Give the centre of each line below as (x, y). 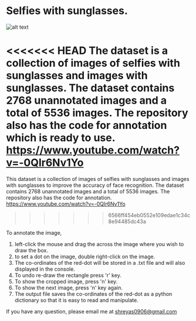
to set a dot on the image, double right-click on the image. (85, 257)
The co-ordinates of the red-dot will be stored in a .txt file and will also (100, 262)
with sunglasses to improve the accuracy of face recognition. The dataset (95, 185)
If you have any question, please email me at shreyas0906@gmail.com (92, 311)
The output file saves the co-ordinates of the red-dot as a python (93, 293)
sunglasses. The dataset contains (90, 88)
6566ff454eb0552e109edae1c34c (149, 215)
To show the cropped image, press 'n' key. (66, 281)
